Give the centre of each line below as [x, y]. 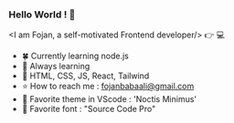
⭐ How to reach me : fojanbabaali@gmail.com [108, 87]
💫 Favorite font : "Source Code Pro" [89, 109]
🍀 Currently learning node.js [75, 56]
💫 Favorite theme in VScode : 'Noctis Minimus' [109, 99]
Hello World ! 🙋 [42, 15]
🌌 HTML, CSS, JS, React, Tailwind [85, 76]
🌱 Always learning [56, 67]
